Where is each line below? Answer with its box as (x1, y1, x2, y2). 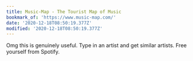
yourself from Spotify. (6, 48, 60, 56)
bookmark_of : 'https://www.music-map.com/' (6, 14, 117, 20)
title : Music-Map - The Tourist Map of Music (6, 8, 121, 15)
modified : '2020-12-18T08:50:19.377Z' (6, 25, 103, 32)
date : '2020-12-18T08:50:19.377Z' (6, 20, 93, 26)
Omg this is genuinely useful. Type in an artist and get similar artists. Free (6, 42, 187, 49)
